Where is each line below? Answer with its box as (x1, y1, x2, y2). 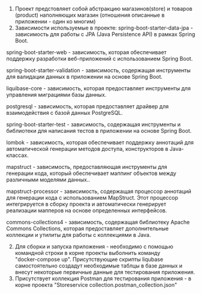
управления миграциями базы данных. (6, 91, 107, 98)
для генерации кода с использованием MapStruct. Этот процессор (6, 194, 179, 201)
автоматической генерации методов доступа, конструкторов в (6, 145, 169, 152)
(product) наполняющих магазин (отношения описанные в (14, 11, 165, 19)
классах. (6, 152, 29, 159)
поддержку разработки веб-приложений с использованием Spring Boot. (6, 55, 193, 62)
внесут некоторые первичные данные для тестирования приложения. (14, 269, 195, 275)
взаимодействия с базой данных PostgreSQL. (6, 109, 123, 116)
